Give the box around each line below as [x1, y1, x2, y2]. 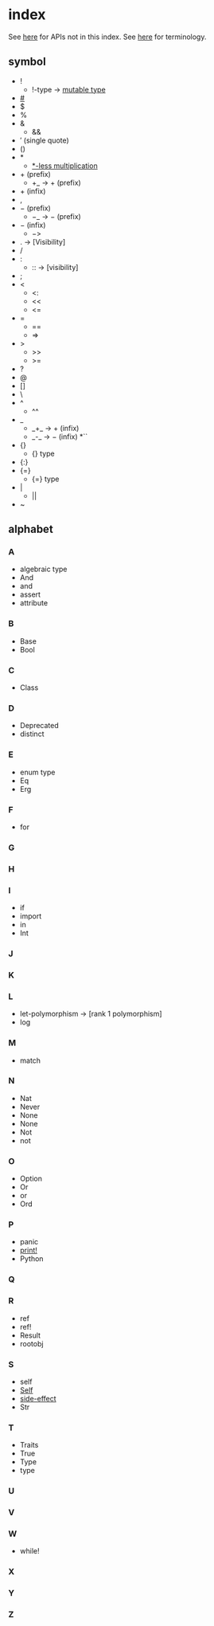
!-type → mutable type [31, 84, 106, 94]
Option [19, 1173, 42, 1184]
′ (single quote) [19, 135, 69, 145]
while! [19, 1546, 40, 1556]
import [19, 911, 42, 921]
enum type [19, 767, 56, 777]
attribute [19, 598, 49, 608]
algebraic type [19, 564, 68, 574]
